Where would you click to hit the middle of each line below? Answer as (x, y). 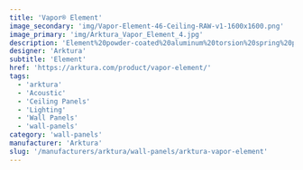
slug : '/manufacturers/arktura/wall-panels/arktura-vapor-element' (139, 151)
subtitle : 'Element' (48, 59)
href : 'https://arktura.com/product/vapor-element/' (110, 68)
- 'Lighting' (42, 110)
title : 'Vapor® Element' (56, 18)
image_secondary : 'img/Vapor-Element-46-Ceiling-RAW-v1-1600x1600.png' (147, 26)
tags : (19, 76)
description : (34, 43)
